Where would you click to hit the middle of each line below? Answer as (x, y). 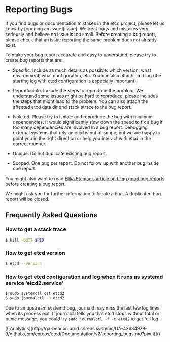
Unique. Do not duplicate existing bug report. (60, 153)
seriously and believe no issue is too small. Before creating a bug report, (81, 34)
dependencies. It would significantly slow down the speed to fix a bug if (88, 122)
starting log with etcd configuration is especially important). (75, 81)
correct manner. (29, 144)
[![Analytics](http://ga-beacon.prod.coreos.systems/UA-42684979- (76, 328)
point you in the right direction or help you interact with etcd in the (82, 138)
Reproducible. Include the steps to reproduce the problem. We (78, 90)
